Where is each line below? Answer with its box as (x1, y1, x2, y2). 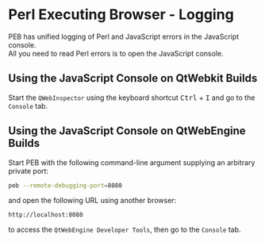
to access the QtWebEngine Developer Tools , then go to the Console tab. (8, 225, 241, 235)
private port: (8, 166, 49, 175)
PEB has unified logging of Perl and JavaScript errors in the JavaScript (8, 32, 240, 41)
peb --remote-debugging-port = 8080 (8, 181, 123, 190)
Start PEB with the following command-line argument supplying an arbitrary (8, 157, 255, 167)
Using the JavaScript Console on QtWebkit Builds (8, 71, 258, 85)
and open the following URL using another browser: (8, 196, 177, 206)
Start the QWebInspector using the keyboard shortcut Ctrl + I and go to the (8, 93, 255, 102)
